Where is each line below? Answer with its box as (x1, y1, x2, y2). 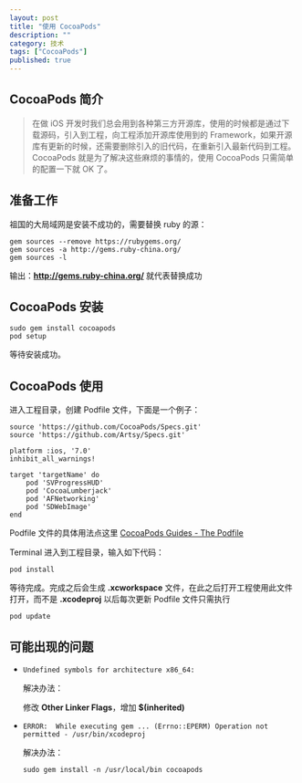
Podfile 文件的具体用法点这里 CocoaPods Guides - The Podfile (9, 527, 244, 538)
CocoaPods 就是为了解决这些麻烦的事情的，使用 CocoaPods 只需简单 (31, 151, 295, 162)
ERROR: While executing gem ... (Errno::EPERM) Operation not (22, 722, 269, 731)
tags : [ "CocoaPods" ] (9, 47, 89, 57)
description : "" (9, 30, 71, 39)
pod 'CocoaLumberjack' (26, 486, 112, 496)
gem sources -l (9, 253, 68, 262)
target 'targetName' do (9, 471, 100, 480)
